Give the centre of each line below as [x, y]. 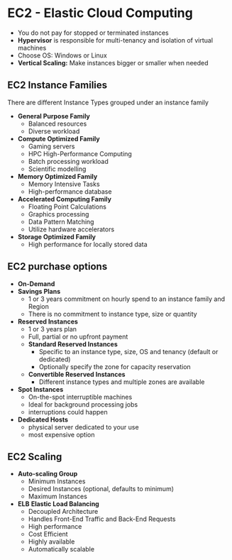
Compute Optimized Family [59, 138]
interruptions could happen [68, 412]
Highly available [51, 542]
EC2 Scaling [35, 457]
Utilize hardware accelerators [71, 229]
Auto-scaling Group [48, 474]
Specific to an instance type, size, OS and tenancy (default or [128, 351]
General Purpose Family [54, 116]
